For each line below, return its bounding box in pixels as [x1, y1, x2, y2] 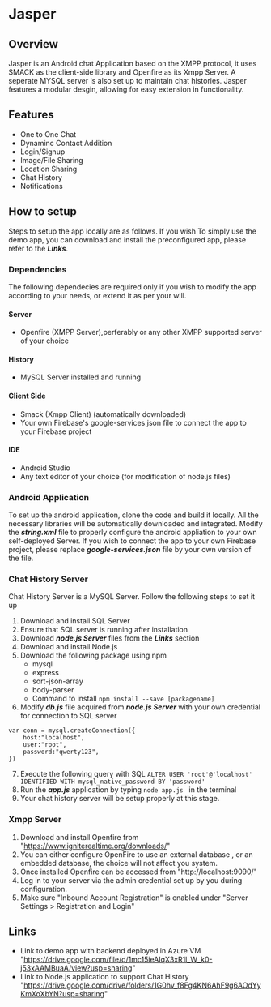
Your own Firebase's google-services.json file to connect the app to [19, 418, 247, 427]
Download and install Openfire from [19, 832, 139, 842]
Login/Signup [19, 147, 66, 156]
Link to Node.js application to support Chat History [19, 972, 189, 982]
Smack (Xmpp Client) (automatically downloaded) [19, 409, 187, 418]
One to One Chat [19, 129, 77, 139]
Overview [8, 37, 59, 51]
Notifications [19, 181, 63, 191]
